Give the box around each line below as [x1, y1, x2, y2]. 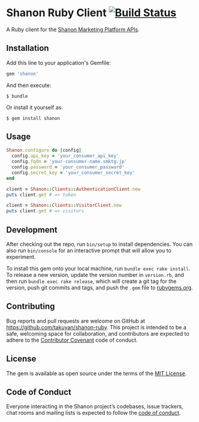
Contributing [6, 302, 55, 312]
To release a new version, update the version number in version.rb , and [6, 272, 185, 278]
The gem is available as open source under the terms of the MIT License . [6, 369, 187, 377]
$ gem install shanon [6, 115, 61, 121]
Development [6, 225, 58, 235]
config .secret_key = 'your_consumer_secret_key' [11, 170, 135, 176]
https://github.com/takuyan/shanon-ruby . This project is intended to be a [6, 324, 187, 331]
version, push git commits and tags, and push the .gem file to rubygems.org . [6, 284, 194, 291]
